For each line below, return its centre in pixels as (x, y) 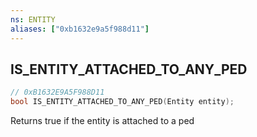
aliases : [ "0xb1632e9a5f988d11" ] (80, 29)
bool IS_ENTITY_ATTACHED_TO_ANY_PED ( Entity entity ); (122, 102)
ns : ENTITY (33, 19)
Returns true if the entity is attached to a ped (102, 121)
